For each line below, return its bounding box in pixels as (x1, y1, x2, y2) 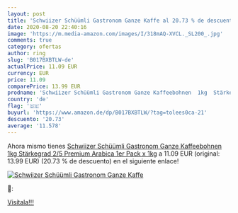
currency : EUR (7, 69, 50, 76)
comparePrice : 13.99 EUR (7, 83, 81, 90)
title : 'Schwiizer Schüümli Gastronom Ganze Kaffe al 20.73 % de (7, 17, 204, 24)
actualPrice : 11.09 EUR (7, 63, 78, 70)
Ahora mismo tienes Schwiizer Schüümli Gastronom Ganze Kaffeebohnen (7, 142, 222, 150)
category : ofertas (7, 43, 62, 50)
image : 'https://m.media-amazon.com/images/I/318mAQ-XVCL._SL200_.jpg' (7, 30, 223, 38)
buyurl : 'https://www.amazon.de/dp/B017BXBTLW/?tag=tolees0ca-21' (7, 109, 208, 116)
